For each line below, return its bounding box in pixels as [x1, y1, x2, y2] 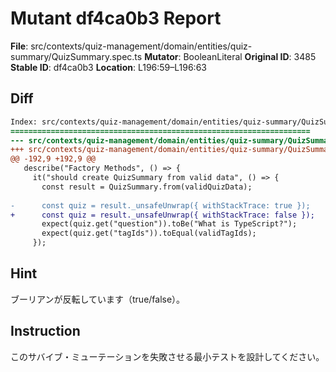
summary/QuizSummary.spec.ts [10, 50, 143, 62]
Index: [10, 117, 38, 127]
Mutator [144, 50, 179, 62]
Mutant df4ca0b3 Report [10, 7, 222, 30]
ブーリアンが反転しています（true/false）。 [10, 293, 186, 305]
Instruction [10, 323, 81, 340]
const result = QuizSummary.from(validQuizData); [41, 182, 253, 192]
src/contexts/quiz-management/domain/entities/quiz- [30, 40, 253, 52]
